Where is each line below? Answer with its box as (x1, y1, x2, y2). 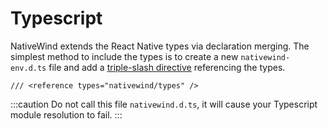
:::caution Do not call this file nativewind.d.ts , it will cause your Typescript (10, 98, 318, 110)
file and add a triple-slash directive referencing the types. (48, 61, 286, 73)
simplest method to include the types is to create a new (10, 50, 239, 62)
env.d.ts (10, 63, 47, 73)
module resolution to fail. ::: (10, 108, 123, 121)
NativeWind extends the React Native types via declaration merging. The (10, 40, 310, 52)
